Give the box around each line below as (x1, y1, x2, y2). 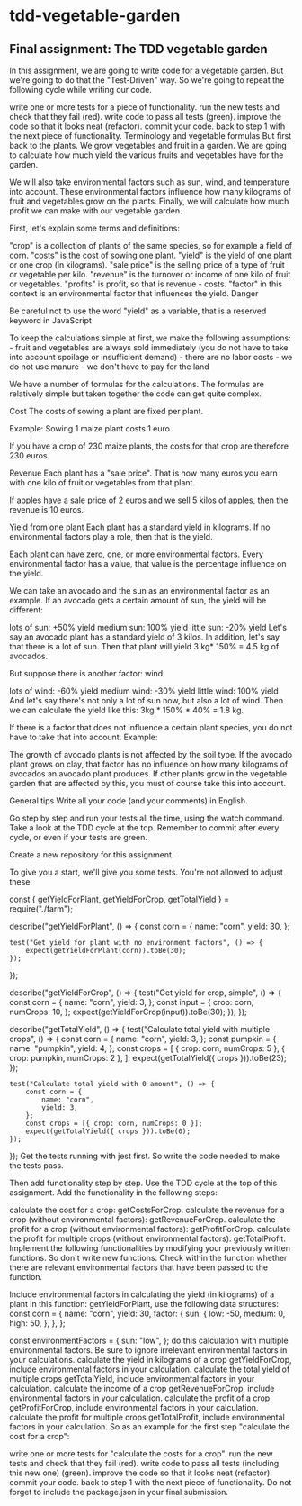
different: (9, 604, 43, 615)
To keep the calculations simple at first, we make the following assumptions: (9, 332, 291, 343)
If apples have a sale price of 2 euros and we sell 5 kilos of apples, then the (9, 494, 289, 505)
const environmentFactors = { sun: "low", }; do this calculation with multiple (9, 1335, 289, 1346)
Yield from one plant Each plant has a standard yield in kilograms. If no (9, 522, 271, 532)
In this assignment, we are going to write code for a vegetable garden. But (9, 65, 284, 76)
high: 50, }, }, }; (9, 1318, 66, 1329)
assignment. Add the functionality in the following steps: (9, 1187, 218, 1198)
